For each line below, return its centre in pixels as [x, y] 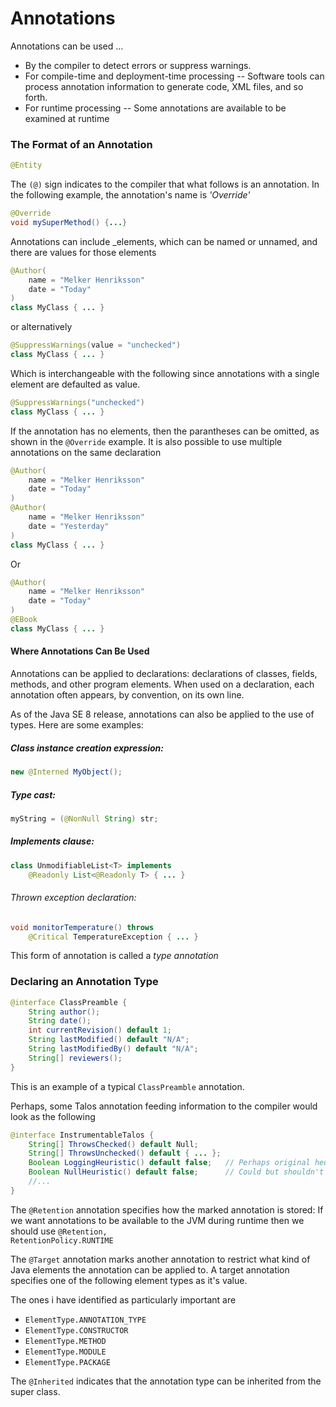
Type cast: [33, 794]
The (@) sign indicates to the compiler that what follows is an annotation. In [165, 184]
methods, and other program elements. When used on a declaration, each [162, 684]
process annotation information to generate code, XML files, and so [164, 86]
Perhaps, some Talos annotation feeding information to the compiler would [164, 1106]
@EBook [24, 620]
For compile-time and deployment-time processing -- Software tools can [174, 76]
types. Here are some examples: [77, 725]
